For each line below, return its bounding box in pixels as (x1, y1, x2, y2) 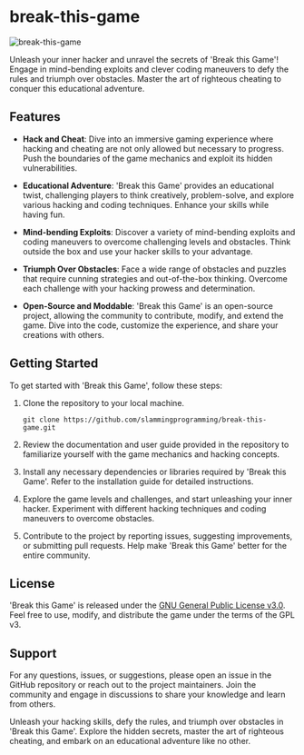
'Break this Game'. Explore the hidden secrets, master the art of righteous (9, 726, 284, 737)
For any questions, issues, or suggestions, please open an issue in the (9, 670, 272, 680)
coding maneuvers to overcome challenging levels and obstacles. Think (22, 236, 291, 247)
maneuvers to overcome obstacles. (22, 512, 155, 523)
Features (9, 109, 61, 124)
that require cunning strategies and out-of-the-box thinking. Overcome (22, 273, 288, 283)
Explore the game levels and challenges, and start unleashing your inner (22, 493, 293, 504)
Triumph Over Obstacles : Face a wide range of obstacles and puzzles (22, 263, 287, 274)
